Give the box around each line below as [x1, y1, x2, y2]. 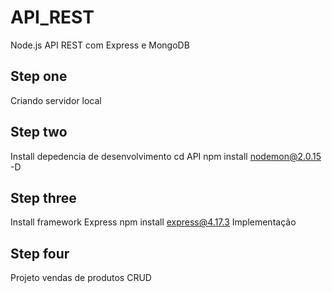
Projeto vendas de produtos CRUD [10, 272, 152, 284]
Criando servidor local [10, 94, 102, 106]
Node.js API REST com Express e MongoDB [10, 39, 190, 51]
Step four [10, 245, 70, 262]
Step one [10, 68, 68, 85]
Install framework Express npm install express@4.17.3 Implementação [10, 216, 297, 228]
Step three [10, 189, 77, 206]
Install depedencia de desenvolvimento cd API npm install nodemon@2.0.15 [10, 150, 322, 162]
